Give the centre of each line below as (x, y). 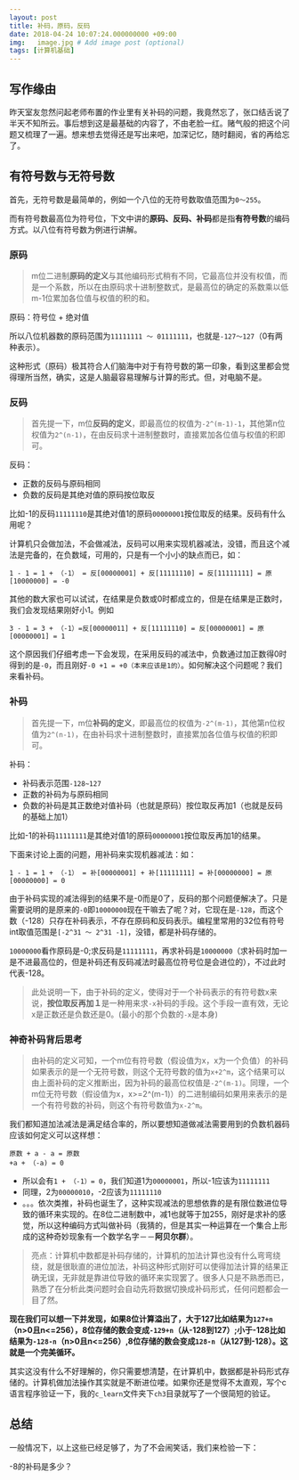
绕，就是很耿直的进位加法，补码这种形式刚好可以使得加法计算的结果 (156, 1266)
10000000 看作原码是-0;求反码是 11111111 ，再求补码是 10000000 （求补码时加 (145, 951)
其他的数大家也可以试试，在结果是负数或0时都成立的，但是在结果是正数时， (148, 599)
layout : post (33, 17)
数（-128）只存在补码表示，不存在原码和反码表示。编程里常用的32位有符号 (147, 920)
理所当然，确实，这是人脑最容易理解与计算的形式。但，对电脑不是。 (141, 377)
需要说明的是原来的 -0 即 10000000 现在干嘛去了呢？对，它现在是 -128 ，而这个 (146, 909)
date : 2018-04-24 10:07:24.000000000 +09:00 (93, 34)
